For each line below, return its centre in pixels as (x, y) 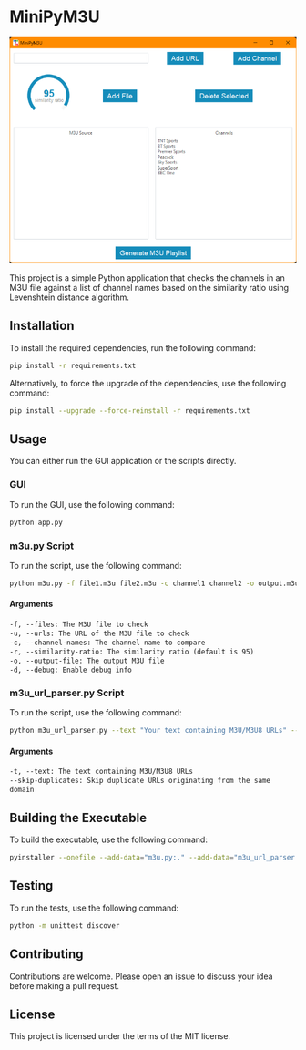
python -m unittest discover (65, 926)
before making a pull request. (65, 985)
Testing (31, 886)
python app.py (36, 522)
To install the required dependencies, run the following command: (133, 347)
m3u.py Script (42, 546)
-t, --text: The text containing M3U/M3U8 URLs (102, 772)
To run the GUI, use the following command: (92, 504)
